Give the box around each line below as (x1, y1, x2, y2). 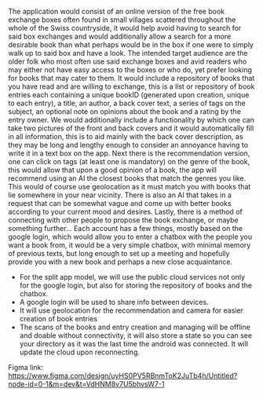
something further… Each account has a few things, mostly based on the (8, 224, 243, 233)
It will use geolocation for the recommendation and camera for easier (19, 306, 243, 315)
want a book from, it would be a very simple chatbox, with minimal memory (8, 240, 251, 250)
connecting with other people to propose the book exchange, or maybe (8, 215, 239, 225)
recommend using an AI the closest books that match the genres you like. (8, 174, 246, 183)
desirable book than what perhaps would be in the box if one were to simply (8, 40, 254, 49)
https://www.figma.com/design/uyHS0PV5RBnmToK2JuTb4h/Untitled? (8, 371, 238, 380)
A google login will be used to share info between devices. (19, 298, 210, 306)
